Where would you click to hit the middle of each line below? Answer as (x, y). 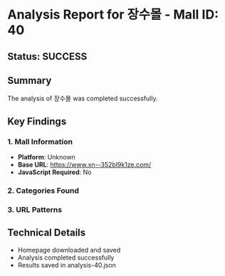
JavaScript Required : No (54, 172)
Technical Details (47, 233)
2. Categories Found (43, 191)
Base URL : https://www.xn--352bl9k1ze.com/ (84, 165)
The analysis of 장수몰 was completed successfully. (83, 99)
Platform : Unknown (47, 157)
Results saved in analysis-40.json (67, 265)
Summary (30, 80)
